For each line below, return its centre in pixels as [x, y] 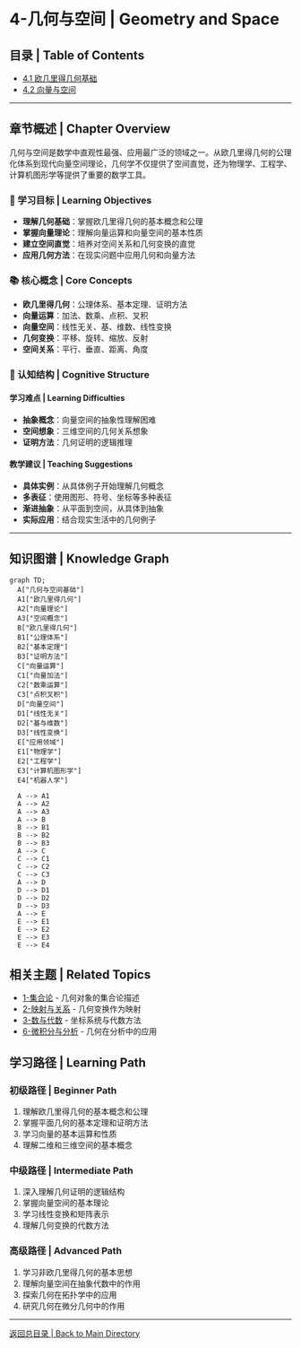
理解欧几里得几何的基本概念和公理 [85, 1112]
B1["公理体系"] [43, 637]
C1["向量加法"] [43, 675]
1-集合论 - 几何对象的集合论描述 [81, 998]
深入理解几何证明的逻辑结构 [73, 1192]
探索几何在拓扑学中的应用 [69, 1294]
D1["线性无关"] [43, 713]
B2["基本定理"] [43, 647]
